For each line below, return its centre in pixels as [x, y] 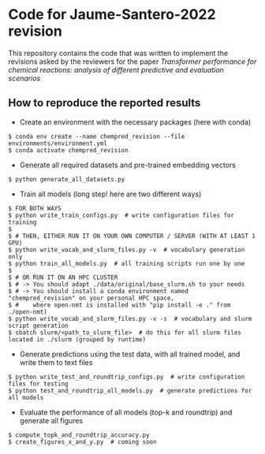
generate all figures [51, 420]
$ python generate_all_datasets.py [67, 179]
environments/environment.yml [58, 143]
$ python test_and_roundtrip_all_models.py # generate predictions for [130, 391]
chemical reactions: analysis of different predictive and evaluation [116, 69]
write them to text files [56, 362]
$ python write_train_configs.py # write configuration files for [121, 215]
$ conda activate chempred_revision [68, 150]
